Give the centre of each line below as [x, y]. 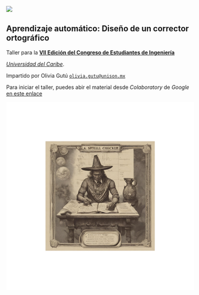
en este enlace [24, 93]
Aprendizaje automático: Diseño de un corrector [98, 29]
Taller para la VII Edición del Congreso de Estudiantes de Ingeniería [90, 52]
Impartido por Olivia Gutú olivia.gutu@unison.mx [66, 75]
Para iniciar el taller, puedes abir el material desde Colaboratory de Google [98, 87]
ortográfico [28, 38]
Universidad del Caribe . [35, 64]
